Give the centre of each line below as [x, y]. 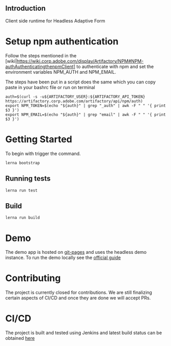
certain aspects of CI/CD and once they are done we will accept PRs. [78, 298]
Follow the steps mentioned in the [41, 55]
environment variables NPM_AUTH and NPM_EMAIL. [61, 72]
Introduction [26, 8]
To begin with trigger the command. [43, 154]
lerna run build [23, 218]
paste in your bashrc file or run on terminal [50, 87]
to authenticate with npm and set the [115, 67]
